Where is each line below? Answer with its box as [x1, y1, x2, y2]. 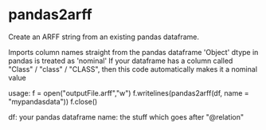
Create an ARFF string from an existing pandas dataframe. [8, 32, 199, 41]
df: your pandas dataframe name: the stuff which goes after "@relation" [8, 112, 244, 121]
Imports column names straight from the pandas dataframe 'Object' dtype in [8, 47, 259, 57]
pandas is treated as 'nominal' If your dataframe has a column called [8, 56, 233, 65]
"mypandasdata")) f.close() [8, 97, 98, 106]
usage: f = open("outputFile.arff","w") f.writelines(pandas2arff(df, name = [8, 88, 249, 97]
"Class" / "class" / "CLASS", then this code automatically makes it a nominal [8, 64, 257, 73]
